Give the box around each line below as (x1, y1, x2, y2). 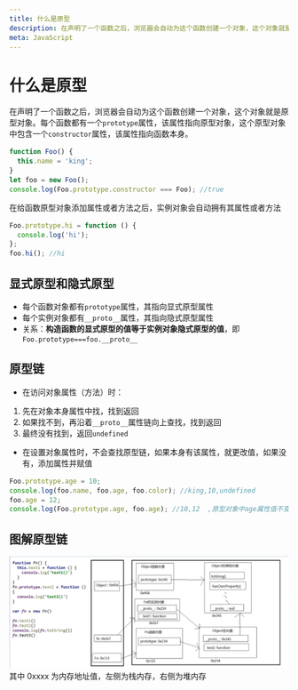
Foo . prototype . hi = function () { (9, 221, 137, 230)
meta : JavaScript (9, 33, 74, 42)
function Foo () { (9, 148, 74, 156)
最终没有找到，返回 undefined (21, 428, 129, 438)
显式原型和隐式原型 (9, 276, 114, 291)
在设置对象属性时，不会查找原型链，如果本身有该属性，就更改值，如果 (21, 446, 279, 457)
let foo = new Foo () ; (9, 175, 90, 184)
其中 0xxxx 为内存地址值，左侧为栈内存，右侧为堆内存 (9, 670, 207, 681)
